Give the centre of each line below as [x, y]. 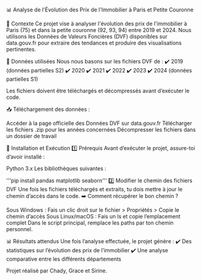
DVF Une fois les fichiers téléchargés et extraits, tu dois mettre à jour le [94, 189]
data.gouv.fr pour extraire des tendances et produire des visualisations [94, 43]
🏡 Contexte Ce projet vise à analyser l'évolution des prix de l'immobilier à [97, 24]
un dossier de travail [32, 136]
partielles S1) [22, 79]
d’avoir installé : [26, 157]
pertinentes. [21, 49]
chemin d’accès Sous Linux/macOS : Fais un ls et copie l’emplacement [93, 216]
